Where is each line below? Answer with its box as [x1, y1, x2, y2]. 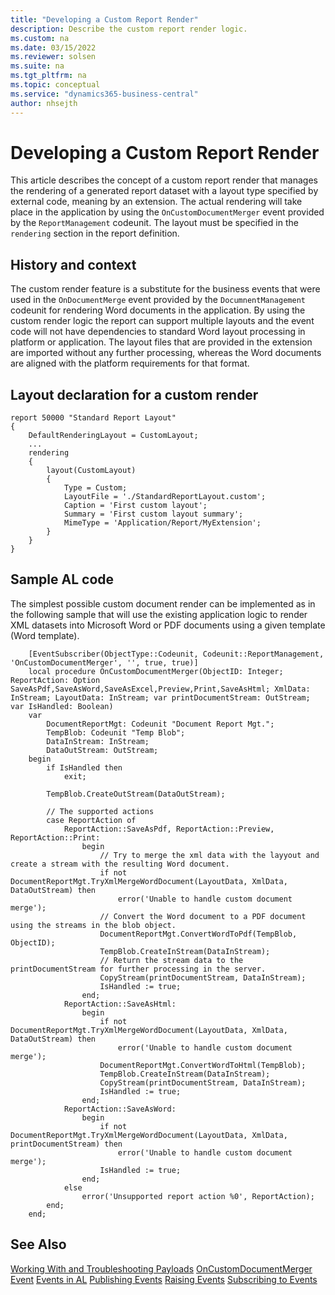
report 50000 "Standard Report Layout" [10, 413, 177, 423]
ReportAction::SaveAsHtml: [63, 999, 177, 1009]
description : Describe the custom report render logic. [10, 24, 248, 34]
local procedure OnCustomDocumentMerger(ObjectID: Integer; [28, 666, 284, 676]
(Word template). [10, 629, 80, 641]
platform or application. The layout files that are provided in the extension [10, 336, 313, 348]
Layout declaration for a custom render [10, 386, 259, 403]
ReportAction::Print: [10, 832, 101, 843]
